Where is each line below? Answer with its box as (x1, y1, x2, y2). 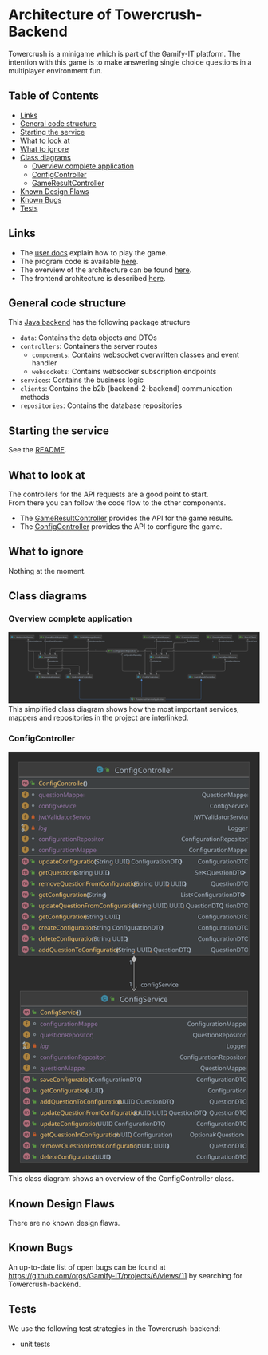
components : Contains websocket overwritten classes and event (31, 350, 239, 360)
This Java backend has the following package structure (8, 318, 191, 327)
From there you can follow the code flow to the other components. (8, 498, 227, 508)
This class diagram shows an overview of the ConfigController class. (8, 1174, 234, 1183)
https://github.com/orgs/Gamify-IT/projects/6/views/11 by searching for (8, 1270, 243, 1280)
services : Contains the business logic (19, 375, 144, 385)
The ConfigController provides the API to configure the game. (19, 522, 223, 531)
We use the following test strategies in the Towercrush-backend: (8, 1323, 221, 1333)
